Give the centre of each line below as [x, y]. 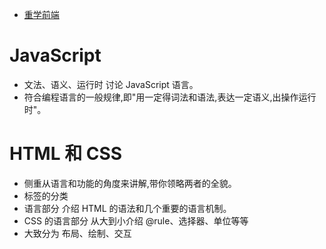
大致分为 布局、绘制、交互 [77, 233]
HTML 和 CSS [66, 154]
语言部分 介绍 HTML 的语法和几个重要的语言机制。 [127, 208]
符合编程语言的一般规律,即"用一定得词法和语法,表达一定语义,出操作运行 [170, 97]
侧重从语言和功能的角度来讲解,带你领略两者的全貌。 [130, 183]
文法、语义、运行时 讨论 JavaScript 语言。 [111, 84]
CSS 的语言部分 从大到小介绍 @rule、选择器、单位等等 [136, 220]
